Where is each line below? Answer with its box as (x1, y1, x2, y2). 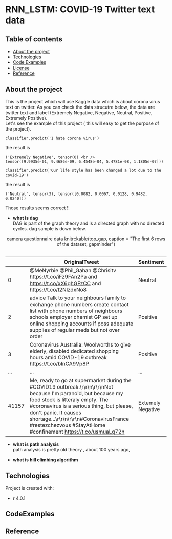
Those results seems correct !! (5, 205, 70, 211)
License (12, 65, 30, 71)
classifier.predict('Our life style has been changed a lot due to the (5, 168, 161, 173)
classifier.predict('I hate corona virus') (5, 136, 100, 141)
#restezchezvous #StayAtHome (29, 421, 106, 428)
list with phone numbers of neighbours (29, 307, 123, 314)
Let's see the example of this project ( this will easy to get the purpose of (5, 120, 160, 126)
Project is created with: (5, 485, 54, 491)
